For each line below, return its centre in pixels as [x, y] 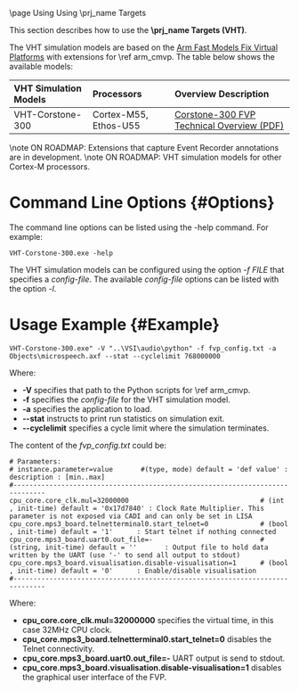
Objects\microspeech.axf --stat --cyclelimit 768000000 [115, 356]
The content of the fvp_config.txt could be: [88, 445]
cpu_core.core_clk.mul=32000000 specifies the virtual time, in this [148, 620]
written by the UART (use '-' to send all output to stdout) [125, 555]
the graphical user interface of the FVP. [94, 677]
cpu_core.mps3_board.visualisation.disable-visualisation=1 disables [152, 667]
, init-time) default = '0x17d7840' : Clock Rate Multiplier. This [137, 508]
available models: [41, 66]
